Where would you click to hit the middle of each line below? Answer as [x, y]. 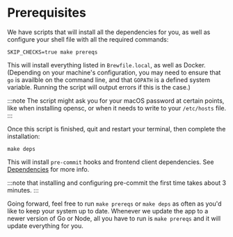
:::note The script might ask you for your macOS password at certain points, [116, 100]
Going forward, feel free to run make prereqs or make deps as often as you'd [114, 204]
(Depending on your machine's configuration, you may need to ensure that [114, 72]
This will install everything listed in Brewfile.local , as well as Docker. [107, 65]
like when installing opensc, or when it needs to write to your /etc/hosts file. [117, 108]
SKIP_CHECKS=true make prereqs [53, 52]
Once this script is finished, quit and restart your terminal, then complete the [116, 129]
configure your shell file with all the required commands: [88, 39]
